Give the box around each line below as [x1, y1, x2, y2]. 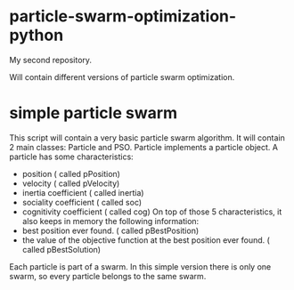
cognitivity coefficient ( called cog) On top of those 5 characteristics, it [21, 206, 282, 217]
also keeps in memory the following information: [21, 215, 200, 226]
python [9, 25, 64, 45]
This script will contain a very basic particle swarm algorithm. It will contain [9, 132, 285, 143]
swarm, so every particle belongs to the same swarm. [9, 270, 207, 281]
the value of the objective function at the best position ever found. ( [21, 234, 270, 246]
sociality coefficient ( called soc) [21, 197, 143, 207]
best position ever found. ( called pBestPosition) [21, 225, 200, 236]
